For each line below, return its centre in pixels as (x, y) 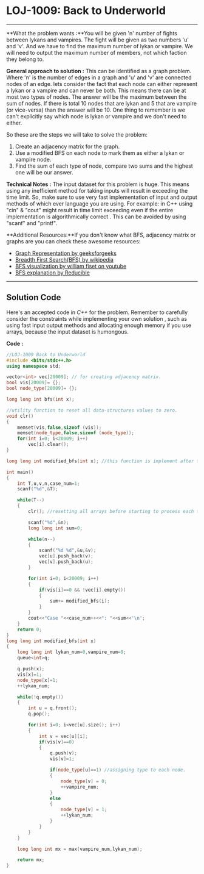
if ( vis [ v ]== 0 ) (56, 742)
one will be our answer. (44, 172)
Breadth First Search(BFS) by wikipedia (64, 259)
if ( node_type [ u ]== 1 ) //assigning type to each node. (118, 770)
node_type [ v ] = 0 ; (84, 781)
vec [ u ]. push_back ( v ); (66, 556)
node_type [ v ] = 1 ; (84, 810)
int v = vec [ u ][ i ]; (63, 736)
